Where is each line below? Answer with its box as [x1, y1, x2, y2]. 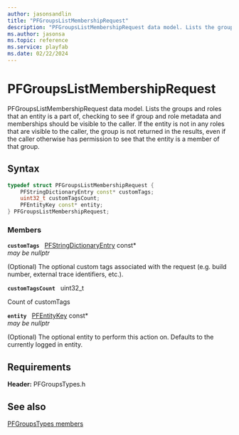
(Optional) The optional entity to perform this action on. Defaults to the [7, 332, 214, 342]
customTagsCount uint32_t [7, 284, 84, 293]
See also [7, 400, 46, 413]
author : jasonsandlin [7, 10, 72, 18]
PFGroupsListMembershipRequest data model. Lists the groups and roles [7, 104, 222, 112]
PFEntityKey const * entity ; [20, 201, 103, 209]
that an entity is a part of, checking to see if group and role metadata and [7, 112, 222, 120]
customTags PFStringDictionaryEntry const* [7, 241, 137, 250]
